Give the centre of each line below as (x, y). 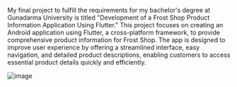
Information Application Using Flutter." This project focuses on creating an (115, 25)
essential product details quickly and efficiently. (77, 62)
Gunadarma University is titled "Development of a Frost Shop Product (109, 18)
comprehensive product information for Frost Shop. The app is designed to (116, 40)
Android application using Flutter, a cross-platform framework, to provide (114, 32)
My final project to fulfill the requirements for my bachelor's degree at (109, 10)
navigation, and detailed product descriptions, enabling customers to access (119, 55)
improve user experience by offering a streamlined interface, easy (104, 47)
